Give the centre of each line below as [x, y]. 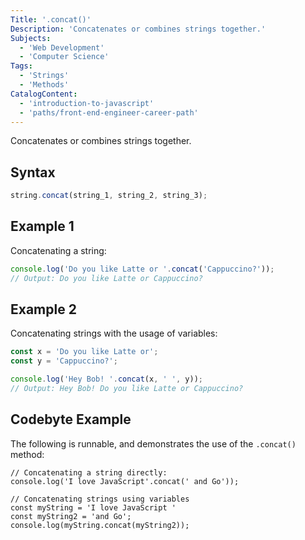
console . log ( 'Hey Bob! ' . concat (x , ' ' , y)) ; [106, 379]
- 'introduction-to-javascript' [87, 103]
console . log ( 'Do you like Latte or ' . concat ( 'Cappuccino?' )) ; [142, 269]
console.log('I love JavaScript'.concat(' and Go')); [125, 481]
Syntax [33, 172]
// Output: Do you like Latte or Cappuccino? [106, 278]
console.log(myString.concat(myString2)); [100, 525]
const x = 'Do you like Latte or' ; [84, 352]
